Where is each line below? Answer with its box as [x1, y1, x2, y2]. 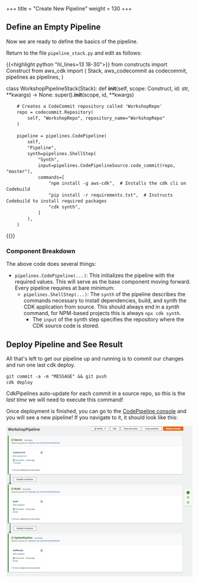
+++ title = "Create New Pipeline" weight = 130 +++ [6, 5, 132, 12]
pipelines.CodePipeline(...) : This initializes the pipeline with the [14, 272, 175, 279]
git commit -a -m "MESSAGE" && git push [6, 373, 108, 380]
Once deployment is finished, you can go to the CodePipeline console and [6, 407, 187, 414]
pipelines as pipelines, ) [6, 73, 64, 81]
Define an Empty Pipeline [6, 22, 101, 32]
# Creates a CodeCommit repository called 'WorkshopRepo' [17, 103, 163, 109]
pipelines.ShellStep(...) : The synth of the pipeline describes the [23, 291, 186, 298]
